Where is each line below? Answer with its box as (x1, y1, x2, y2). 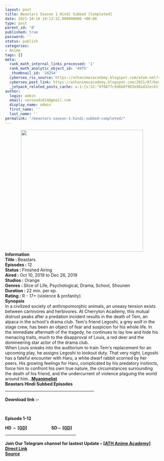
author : (5, 89, 21, 94)
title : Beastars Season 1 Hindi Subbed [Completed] (5, 12, 112, 17)
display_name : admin (9, 102, 51, 107)
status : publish (5, 39, 38, 44)
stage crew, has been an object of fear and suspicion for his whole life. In (5, 324, 152, 330)
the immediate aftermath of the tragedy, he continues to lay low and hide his (5, 329, 159, 335)
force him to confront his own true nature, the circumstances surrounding (5, 365, 153, 371)
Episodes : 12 (5, 261, 33, 267)
